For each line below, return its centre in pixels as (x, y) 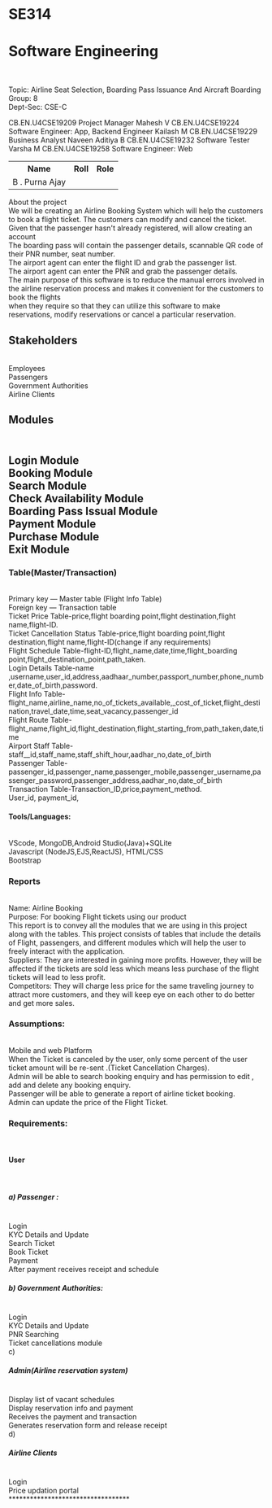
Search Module (48, 485)
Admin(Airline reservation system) (68, 1370)
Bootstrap (25, 860)
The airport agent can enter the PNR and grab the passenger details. (123, 271)
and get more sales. (41, 1003)
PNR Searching (34, 1335)
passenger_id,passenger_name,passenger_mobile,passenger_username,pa (135, 772)
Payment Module (52, 524)
